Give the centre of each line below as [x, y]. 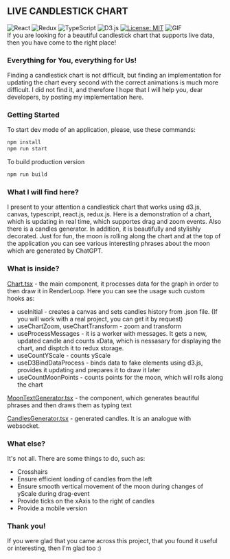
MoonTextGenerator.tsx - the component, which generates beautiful [103, 398]
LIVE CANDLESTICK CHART [68, 11]
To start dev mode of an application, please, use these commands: [101, 130]
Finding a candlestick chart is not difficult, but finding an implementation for [114, 76]
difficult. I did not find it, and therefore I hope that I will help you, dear [105, 90]
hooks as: [21, 298]
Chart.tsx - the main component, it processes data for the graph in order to [113, 284]
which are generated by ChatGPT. [55, 251]
